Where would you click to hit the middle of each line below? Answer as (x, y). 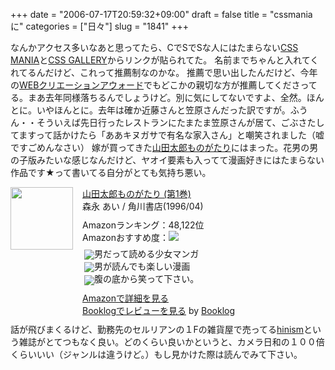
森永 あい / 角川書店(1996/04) (143, 206)
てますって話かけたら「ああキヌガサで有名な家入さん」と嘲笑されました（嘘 (167, 135)
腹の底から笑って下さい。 (147, 279)
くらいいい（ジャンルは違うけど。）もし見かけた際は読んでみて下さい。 (156, 354)
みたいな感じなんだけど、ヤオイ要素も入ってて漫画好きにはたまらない (180, 160)
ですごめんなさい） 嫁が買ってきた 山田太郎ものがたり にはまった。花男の (160, 147)
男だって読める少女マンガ (147, 253)
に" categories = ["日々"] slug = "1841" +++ (100, 26)
